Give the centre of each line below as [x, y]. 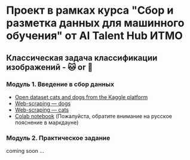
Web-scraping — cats [42, 110]
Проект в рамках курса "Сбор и [90, 10]
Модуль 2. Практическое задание [58, 138]
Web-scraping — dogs [43, 103]
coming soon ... [25, 151]
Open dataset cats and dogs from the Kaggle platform [81, 97]
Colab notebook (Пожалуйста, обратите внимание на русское [93, 116]
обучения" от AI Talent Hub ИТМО [95, 36]
